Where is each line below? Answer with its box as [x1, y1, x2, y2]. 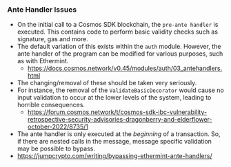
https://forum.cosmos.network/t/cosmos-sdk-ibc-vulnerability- [27, 108, 208, 116]
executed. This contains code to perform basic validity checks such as [17, 27, 219, 36]
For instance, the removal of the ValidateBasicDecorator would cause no [17, 86, 224, 94]
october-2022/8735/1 [27, 122, 88, 131]
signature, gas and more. [17, 35, 88, 43]
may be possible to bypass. [17, 144, 95, 153]
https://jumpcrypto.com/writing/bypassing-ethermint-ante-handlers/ [17, 152, 212, 160]
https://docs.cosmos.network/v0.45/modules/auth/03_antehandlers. [27, 64, 223, 73]
